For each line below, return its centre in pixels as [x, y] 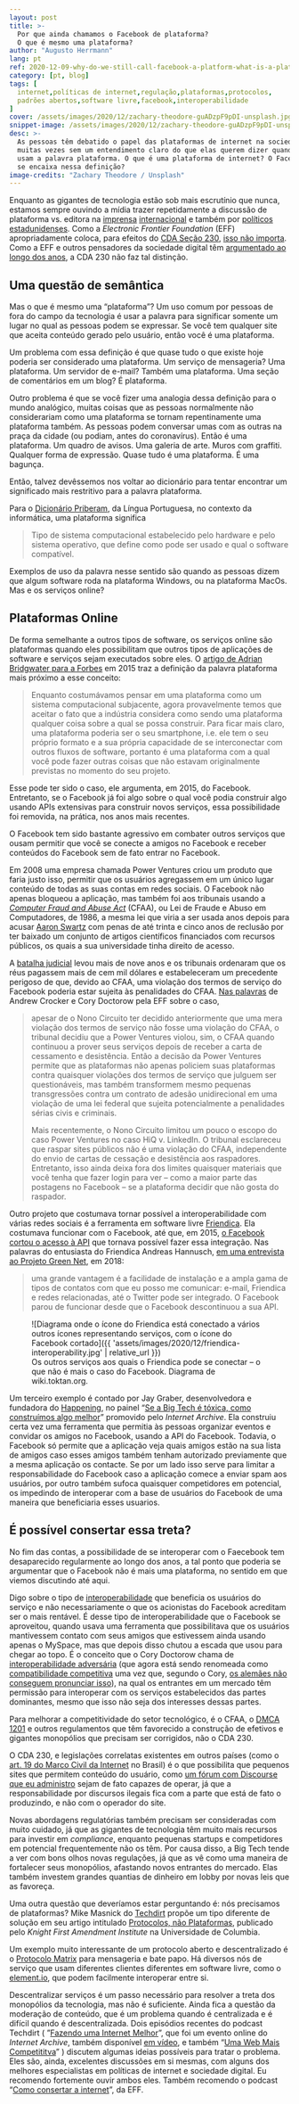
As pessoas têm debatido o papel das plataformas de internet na [141, 142]
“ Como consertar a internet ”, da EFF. [77, 2089]
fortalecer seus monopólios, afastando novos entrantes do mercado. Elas [144, 1867]
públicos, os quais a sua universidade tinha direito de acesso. [122, 945]
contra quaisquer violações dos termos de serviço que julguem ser [154, 1074]
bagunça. [27, 464]
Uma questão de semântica [87, 285]
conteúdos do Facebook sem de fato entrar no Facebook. [115, 852]
